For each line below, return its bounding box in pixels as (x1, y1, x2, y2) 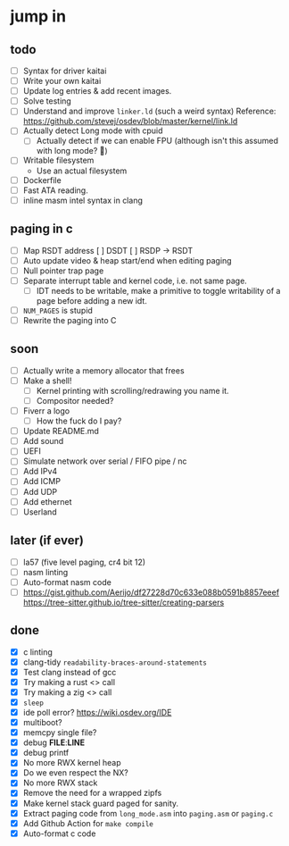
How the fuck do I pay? (36, 415, 122, 426)
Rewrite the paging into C (22, 314, 117, 325)
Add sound (22, 436, 64, 447)
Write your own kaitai (22, 76, 102, 87)
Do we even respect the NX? (22, 767, 128, 778)
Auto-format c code (22, 828, 96, 839)
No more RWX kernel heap (22, 758, 121, 768)
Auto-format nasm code (22, 576, 112, 587)
